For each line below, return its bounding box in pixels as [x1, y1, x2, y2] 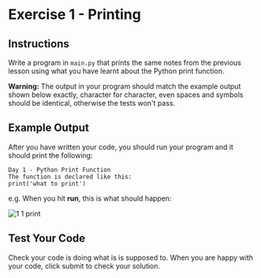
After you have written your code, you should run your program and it [8, 142, 234, 152]
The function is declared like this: [8, 172, 132, 181]
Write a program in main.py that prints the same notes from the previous [8, 58, 242, 67]
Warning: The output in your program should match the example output [8, 81, 241, 91]
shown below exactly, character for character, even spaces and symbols [8, 90, 244, 100]
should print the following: [8, 150, 93, 160]
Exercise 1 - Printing [8, 6, 142, 24]
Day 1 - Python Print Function [8, 166, 111, 174]
